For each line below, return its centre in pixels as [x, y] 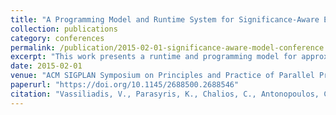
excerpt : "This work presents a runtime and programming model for [154, 57]
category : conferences [57, 38]
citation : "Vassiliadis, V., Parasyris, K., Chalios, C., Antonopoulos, [165, 94]
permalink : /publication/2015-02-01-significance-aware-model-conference [167, 47]
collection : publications [64, 29]
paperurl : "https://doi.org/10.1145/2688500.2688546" [125, 85]
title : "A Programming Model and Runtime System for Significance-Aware [165, 19]
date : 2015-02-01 [46, 66]
